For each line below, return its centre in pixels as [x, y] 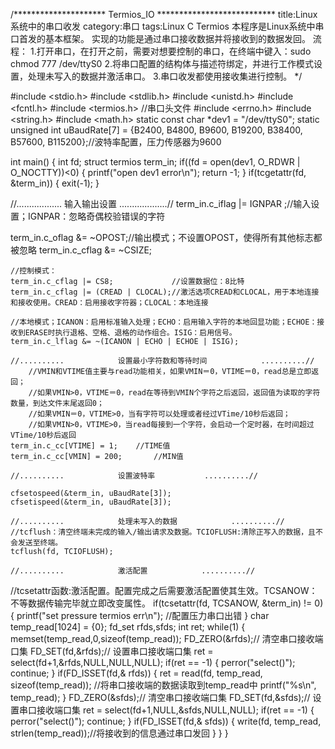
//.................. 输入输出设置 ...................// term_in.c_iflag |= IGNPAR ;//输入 [161, 203]
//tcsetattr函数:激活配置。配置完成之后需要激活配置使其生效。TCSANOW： [164, 590]
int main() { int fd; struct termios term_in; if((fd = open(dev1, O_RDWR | [155, 162]
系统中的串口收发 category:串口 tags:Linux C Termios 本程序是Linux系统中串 [167, 26]
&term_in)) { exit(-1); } [55, 183]
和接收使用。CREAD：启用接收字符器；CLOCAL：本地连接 [109, 303]
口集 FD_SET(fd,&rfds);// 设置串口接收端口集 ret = [112, 651]
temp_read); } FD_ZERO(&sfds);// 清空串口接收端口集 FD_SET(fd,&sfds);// [160, 697]
